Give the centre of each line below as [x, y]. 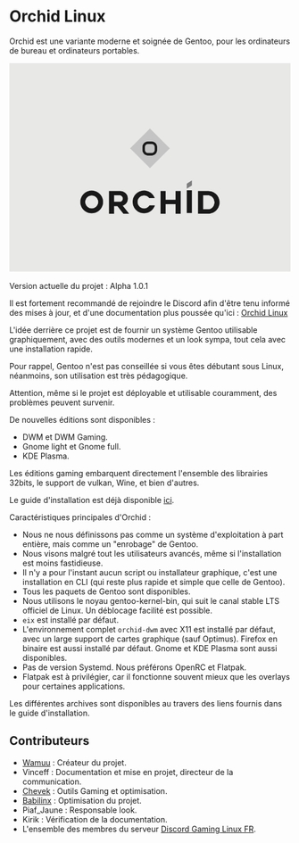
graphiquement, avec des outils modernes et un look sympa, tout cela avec [148, 339]
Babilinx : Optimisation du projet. [82, 800]
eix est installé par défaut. [70, 620]
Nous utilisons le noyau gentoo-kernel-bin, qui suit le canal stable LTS [150, 601]
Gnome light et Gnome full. [71, 446]
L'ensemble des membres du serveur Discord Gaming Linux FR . [139, 829]
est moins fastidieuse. [62, 563]
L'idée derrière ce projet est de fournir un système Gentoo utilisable [133, 330]
